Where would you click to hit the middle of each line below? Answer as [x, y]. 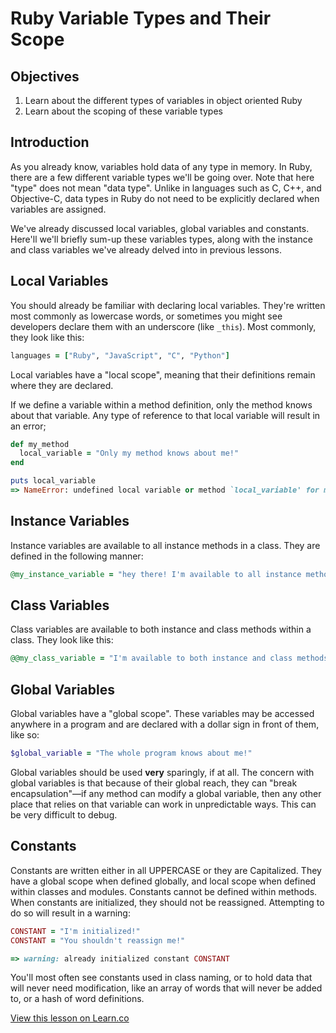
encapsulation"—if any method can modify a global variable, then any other [166, 793]
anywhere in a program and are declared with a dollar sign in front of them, [165, 724]
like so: [25, 735]
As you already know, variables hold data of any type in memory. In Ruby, [161, 166]
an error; [28, 426]
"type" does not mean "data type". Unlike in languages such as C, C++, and [166, 188]
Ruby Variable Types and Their [141, 18]
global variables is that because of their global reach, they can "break [154, 783]
